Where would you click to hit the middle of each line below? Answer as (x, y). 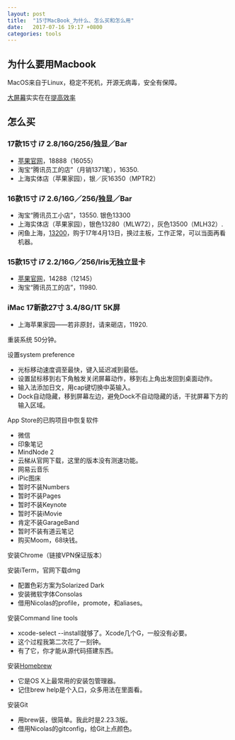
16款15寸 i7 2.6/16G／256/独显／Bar (70, 198)
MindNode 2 (36, 452)
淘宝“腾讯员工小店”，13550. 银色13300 (74, 215)
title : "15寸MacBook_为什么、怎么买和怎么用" (71, 21)
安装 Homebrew (30, 666)
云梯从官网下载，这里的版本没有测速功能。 (80, 460)
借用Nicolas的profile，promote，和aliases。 (82, 603)
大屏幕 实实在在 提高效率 (41, 98)
